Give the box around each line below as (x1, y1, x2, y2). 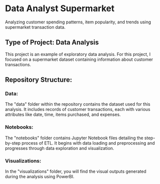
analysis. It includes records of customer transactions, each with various (5, 107, 151, 112)
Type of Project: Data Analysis (5, 38, 99, 47)
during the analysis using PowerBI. (5, 174, 74, 180)
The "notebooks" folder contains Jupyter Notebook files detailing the (5, 135, 143, 141)
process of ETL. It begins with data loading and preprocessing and (21, 140, 155, 146)
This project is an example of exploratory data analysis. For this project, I (5, 51, 151, 57)
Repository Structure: (5, 76, 72, 84)
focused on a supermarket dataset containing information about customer (5, 56, 153, 62)
